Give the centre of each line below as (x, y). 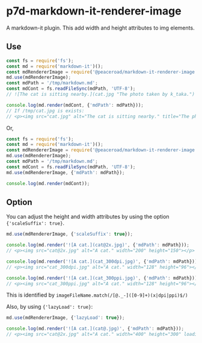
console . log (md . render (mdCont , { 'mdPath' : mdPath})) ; (75, 105)
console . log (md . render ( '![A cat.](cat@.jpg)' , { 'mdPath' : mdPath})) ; (95, 329)
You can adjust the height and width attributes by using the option (88, 217)
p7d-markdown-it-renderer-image (94, 11)
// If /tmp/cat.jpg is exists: (45, 111)
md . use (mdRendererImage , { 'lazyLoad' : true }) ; (66, 318)
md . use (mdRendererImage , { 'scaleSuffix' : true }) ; (70, 234)
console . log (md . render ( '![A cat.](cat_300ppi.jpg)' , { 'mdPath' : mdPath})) (102, 278)
